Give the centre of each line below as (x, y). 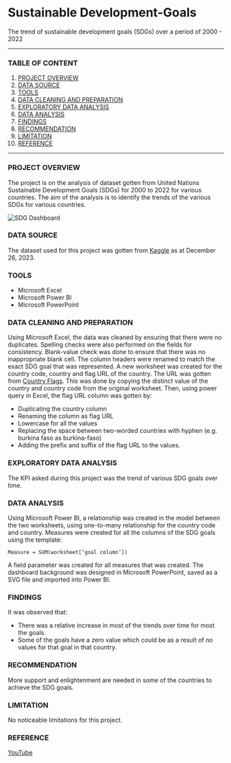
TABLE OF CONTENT (43, 63)
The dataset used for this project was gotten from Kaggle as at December (112, 250)
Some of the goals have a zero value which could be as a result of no (115, 640)
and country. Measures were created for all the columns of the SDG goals (112, 533)
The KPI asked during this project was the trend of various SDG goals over (113, 478)
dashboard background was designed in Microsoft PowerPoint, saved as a (113, 573)
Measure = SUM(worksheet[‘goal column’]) (68, 553)
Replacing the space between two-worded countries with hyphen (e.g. (118, 431)
